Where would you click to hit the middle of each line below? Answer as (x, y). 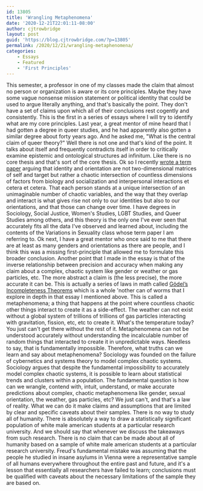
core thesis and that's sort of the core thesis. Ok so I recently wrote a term (99, 162)
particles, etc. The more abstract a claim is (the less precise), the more (94, 278)
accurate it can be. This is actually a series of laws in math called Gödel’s (97, 284)
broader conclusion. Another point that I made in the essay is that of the (96, 258)
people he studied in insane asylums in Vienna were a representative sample (101, 457)
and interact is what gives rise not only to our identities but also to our (93, 201)
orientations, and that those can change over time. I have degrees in (91, 207)
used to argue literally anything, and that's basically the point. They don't (97, 104)
